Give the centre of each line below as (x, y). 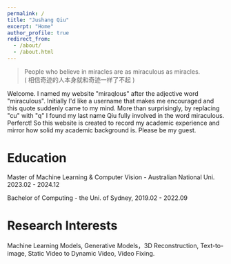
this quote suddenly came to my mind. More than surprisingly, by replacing (113, 108)
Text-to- (212, 245)
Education (37, 158)
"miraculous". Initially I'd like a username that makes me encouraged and (111, 101)
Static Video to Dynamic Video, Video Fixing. (91, 253)
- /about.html (33, 52)
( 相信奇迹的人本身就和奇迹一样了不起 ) (79, 79)
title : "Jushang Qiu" (38, 20)
